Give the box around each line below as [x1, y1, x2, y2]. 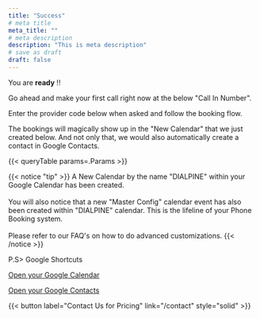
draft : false [8, 56, 52, 64]
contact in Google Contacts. [8, 141, 100, 150]
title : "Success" [8, 11, 66, 20]
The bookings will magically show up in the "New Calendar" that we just [8, 124, 243, 134]
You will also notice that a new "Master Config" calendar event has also [8, 196, 242, 207]
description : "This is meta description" [8, 41, 147, 49]
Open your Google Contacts [8, 285, 100, 295]
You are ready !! [8, 77, 61, 87]
